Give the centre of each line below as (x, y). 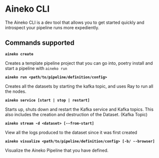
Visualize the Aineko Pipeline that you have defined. (57, 150)
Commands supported (40, 43)
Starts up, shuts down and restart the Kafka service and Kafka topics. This (79, 109)
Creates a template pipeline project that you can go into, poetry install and (79, 63)
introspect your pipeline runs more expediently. (52, 27)
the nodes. (16, 91)
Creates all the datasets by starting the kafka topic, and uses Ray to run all (79, 86)
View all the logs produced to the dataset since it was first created (71, 132)
